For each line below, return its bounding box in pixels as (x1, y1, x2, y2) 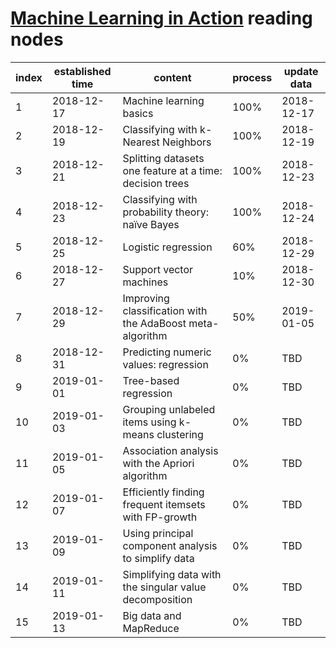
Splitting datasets (122, 151, 205, 165)
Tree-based (122, 373, 180, 387)
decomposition (122, 592, 193, 606)
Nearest (122, 135, 160, 149)
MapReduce (122, 621, 180, 635)
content (153, 70, 192, 84)
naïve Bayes (122, 217, 180, 231)
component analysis (122, 538, 218, 552)
